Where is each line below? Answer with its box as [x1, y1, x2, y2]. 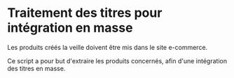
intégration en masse [7, 20, 133, 36]
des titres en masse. [7, 64, 66, 72]
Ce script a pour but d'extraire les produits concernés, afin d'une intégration [7, 56, 228, 65]
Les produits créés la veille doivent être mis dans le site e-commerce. [7, 43, 208, 51]
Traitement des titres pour [7, 5, 163, 21]
